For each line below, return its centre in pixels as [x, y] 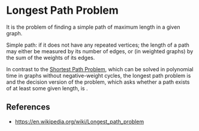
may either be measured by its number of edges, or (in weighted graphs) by [100, 51]
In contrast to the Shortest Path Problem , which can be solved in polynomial [100, 69]
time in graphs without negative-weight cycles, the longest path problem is [99, 75]
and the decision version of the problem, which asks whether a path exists [98, 82]
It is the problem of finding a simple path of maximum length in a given [93, 27]
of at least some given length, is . [47, 88]
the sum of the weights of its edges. [51, 57]
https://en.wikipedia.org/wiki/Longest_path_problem [79, 121]
